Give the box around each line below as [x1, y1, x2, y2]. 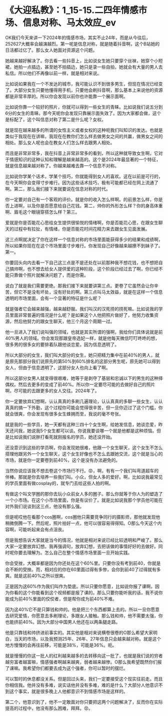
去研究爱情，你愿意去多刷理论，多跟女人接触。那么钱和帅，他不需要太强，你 [5, 612, 163, 618]
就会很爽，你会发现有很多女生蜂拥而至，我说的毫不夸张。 [5, 410, 123, 416]
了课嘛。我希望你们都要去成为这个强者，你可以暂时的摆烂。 [5, 665, 128, 671]
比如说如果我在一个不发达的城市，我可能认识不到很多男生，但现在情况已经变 [5, 80, 163, 86]
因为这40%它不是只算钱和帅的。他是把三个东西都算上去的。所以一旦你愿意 [5, 606, 160, 612]
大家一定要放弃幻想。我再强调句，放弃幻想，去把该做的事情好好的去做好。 [5, 543, 158, 549]
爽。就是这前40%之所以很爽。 [5, 572, 68, 578]
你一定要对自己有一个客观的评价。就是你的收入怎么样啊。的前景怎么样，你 [5, 196, 158, 202]
